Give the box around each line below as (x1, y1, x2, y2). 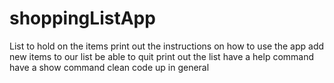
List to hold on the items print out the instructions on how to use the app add (9, 40, 325, 52)
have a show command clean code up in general (9, 61, 210, 73)
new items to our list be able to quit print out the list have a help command (9, 50, 315, 62)
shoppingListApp (9, 7, 156, 30)
